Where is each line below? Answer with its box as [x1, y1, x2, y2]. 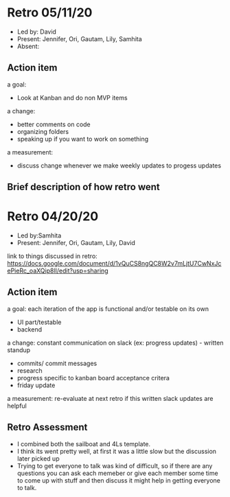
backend [16, 325, 43, 334]
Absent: [16, 42, 40, 50]
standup [7, 345, 31, 354]
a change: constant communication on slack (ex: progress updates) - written [7, 338, 224, 347]
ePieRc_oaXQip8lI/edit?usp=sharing [7, 266, 108, 275]
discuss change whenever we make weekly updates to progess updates [16, 161, 222, 170]
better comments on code [16, 120, 91, 128]
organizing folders [16, 127, 69, 135]
